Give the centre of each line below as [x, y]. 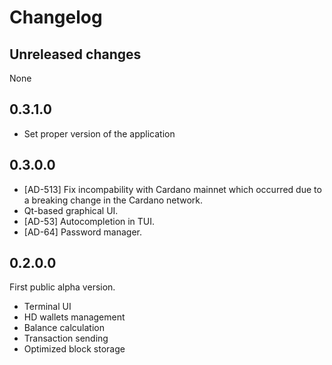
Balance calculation [64, 328]
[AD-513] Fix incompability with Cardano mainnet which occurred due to [172, 189]
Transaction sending [66, 338]
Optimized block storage [74, 349]
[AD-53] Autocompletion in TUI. [89, 221]
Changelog [56, 17]
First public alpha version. [62, 287]
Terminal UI [47, 307]
